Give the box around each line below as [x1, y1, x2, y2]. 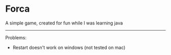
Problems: [5, 34, 27, 41]
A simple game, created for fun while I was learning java [5, 20, 123, 26]
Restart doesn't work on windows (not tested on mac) [12, 44, 126, 50]
